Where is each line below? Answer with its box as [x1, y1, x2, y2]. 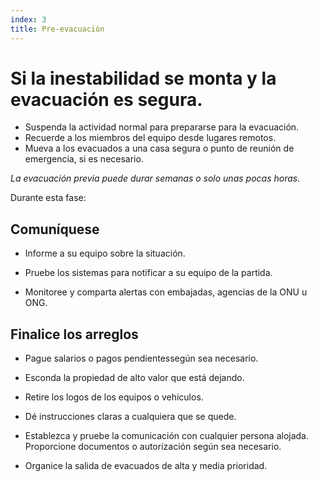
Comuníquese [10, 221, 100, 238]
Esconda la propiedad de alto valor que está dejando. [24, 372, 245, 384]
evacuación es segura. [10, 88, 203, 111]
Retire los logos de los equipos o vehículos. [24, 391, 204, 403]
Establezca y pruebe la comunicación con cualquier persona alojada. [24, 430, 309, 442]
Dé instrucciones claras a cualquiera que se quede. [24, 411, 237, 423]
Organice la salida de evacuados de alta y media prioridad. [24, 460, 268, 472]
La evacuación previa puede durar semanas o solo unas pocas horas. [10, 172, 301, 185]
